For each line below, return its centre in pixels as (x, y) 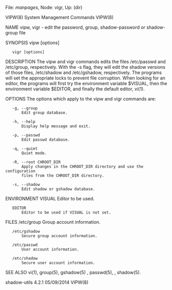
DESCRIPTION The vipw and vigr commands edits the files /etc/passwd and (85, 62)
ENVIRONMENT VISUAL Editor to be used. (50, 199)
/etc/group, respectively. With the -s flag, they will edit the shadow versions (85, 67)
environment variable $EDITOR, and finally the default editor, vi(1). (75, 89)
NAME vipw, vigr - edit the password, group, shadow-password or (75, 27)
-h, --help (24, 122)
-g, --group (25, 108)
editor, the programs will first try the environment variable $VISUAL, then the (86, 83)
